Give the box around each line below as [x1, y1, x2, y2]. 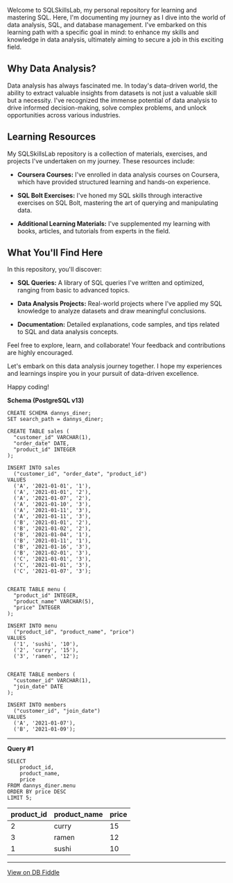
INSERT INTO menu [7, 622, 58, 629]
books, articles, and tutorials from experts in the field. [17, 226, 171, 235]
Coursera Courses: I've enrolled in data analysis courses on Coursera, [17, 170, 220, 179]
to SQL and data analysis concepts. [17, 328, 119, 336]
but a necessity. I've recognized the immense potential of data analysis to [7, 96, 218, 104]
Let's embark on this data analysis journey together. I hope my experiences [7, 362, 223, 370]
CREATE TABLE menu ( [7, 586, 67, 593]
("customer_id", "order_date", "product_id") [13, 470, 148, 478]
